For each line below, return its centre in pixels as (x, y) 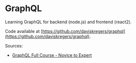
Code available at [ (24, 31)
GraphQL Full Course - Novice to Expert (52, 55)
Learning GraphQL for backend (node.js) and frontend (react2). (68, 22)
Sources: (14, 46)
